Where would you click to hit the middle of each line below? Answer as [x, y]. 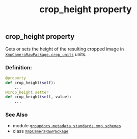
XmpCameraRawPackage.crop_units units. [46, 54]
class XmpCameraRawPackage [40, 131]
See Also [17, 115]
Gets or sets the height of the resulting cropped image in [65, 49]
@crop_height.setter [27, 92]
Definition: [19, 67]
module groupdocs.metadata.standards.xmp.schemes [67, 126]
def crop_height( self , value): [38, 97]
